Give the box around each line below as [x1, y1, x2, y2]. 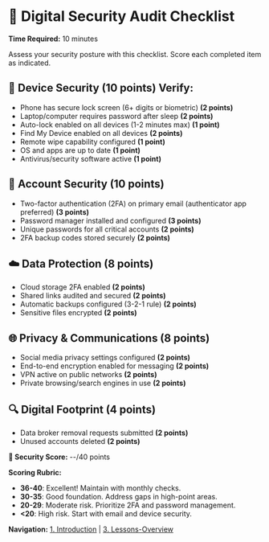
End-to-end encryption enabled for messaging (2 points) [19, 361, 210, 371]
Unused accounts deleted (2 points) [19, 437, 141, 446]
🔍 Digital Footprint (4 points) [8, 402, 157, 417]
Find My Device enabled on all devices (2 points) [19, 128, 183, 138]
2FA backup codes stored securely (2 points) [19, 232, 171, 242]
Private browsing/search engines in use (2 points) [19, 378, 186, 388]
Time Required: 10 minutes [8, 34, 99, 43]
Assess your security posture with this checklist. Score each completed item [8, 49, 262, 59]
